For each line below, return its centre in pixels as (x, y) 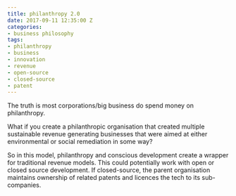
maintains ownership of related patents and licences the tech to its (104, 178)
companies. (24, 185)
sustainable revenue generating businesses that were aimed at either (107, 134)
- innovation (26, 60)
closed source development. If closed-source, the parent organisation (109, 170)
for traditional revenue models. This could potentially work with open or (111, 163)
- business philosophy (41, 33)
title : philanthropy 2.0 (44, 14)
